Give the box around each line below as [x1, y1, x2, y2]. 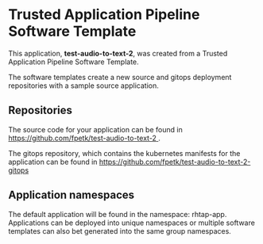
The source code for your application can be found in [8, 124, 183, 134]
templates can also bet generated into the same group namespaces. [8, 226, 232, 235]
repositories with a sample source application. [8, 81, 159, 90]
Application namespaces [8, 189, 135, 202]
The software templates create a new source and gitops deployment [8, 72, 232, 82]
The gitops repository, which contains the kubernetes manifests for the [8, 148, 241, 158]
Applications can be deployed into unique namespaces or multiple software [8, 218, 256, 227]
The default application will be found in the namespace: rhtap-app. [8, 209, 227, 219]
